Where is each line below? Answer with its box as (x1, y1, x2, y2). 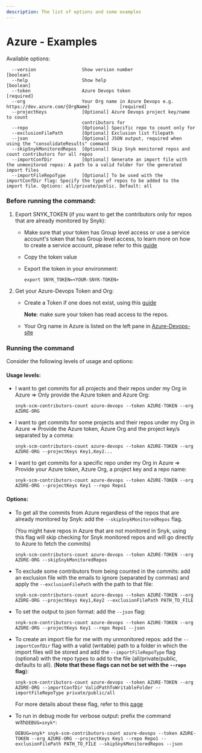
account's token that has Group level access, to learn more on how (24, 235, 191, 242)
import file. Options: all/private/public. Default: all (6, 183, 153, 189)
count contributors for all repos (6, 151, 93, 157)
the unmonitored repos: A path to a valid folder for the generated (6, 161, 182, 168)
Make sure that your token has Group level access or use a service (24, 228, 190, 236)
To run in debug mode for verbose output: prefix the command (14, 712, 171, 719)
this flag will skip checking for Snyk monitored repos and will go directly (14, 533, 194, 541)
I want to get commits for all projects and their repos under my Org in (14, 385, 187, 392)
